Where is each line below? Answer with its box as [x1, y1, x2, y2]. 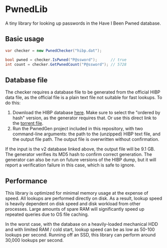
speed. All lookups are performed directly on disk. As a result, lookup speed [5, 195, 162, 201]
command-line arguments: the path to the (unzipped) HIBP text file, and [12, 131, 160, 137]
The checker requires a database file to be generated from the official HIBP [5, 89, 160, 95]
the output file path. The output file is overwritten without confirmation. [12, 136, 159, 142]
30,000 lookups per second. [5, 237, 64, 243]
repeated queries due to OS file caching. [5, 211, 89, 217]
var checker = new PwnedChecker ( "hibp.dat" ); [5, 48, 102, 53]
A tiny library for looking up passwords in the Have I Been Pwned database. [5, 20, 161, 26]
